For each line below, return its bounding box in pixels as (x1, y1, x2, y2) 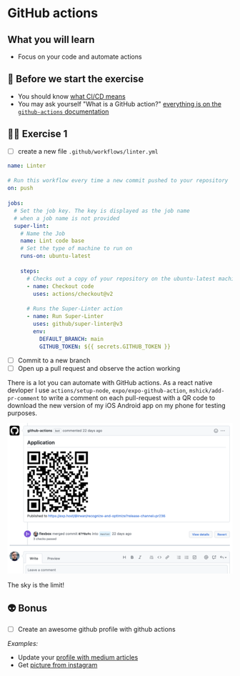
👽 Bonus (7, 602, 48, 615)
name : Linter (7, 162, 46, 169)
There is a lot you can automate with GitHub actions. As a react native (7, 378, 213, 387)
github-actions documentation (17, 107, 109, 116)
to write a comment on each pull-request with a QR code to (41, 393, 216, 402)
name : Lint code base (20, 237, 84, 244)
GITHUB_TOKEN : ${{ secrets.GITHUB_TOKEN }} (39, 343, 171, 350)
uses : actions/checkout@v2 (33, 290, 114, 297)
